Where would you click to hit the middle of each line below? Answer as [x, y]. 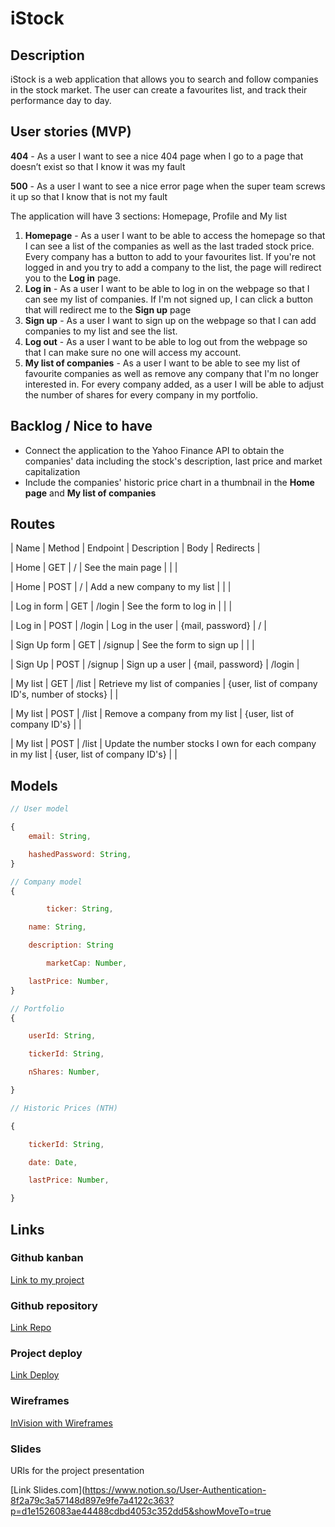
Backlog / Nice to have [81, 426]
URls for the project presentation [77, 1470]
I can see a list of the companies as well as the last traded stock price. [169, 246]
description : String [71, 945]
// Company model [46, 882]
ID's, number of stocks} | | [64, 694]
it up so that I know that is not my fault [89, 196]
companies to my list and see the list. [101, 331]
